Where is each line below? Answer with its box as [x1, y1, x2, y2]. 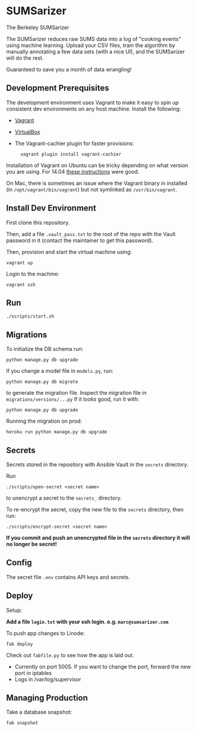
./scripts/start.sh [6, 313, 55, 319]
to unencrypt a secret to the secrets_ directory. [6, 495, 122, 501]
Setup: [6, 607, 23, 614]
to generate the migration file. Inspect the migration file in [6, 389, 147, 397]
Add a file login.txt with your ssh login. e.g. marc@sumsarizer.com [6, 618, 169, 625]
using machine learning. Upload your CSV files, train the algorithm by [6, 42, 176, 49]
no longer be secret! [6, 541, 58, 548]
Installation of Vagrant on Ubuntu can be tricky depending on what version [6, 162, 189, 169]
